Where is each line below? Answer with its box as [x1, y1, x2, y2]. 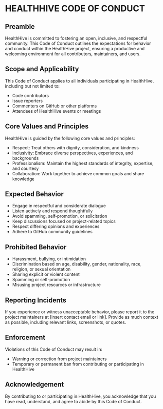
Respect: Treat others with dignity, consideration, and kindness [12, 144, 139, 150]
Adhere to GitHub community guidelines [12, 229, 93, 235]
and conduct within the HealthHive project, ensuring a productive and [5, 46, 145, 51]
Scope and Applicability [5, 65, 79, 73]
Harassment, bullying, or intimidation [12, 256, 86, 262]
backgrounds [12, 155, 39, 161]
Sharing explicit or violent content [12, 271, 80, 277]
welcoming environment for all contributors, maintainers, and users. [5, 51, 141, 57]
